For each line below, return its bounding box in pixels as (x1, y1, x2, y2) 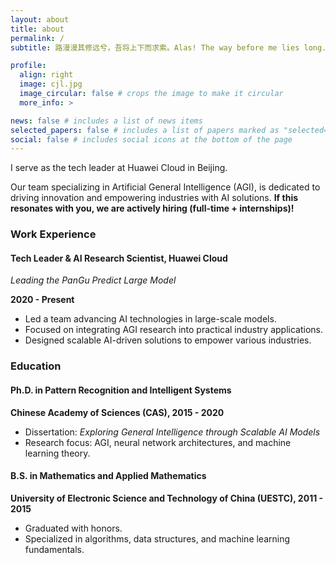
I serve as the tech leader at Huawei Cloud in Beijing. (10, 162, 228, 174)
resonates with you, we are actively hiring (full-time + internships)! (10, 202, 295, 215)
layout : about (10, 14, 70, 25)
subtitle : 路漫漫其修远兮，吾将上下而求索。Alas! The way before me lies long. (10, 42, 327, 53)
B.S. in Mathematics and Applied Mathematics (10, 470, 207, 482)
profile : (10, 61, 47, 71)
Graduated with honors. (24, 522, 123, 534)
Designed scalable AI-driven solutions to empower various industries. (24, 334, 312, 346)
